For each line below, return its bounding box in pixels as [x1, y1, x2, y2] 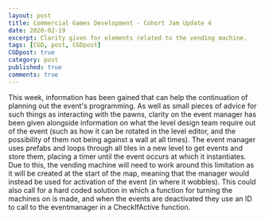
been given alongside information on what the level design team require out [8, 118, 256, 127]
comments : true [8, 71, 59, 79]
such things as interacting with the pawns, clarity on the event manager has [8, 109, 257, 119]
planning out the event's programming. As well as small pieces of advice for [8, 101, 257, 110]
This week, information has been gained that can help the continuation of [8, 92, 248, 102]
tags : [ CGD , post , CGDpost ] [8, 41, 102, 49]
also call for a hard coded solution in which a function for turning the [8, 185, 233, 195]
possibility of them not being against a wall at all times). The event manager [8, 134, 256, 144]
